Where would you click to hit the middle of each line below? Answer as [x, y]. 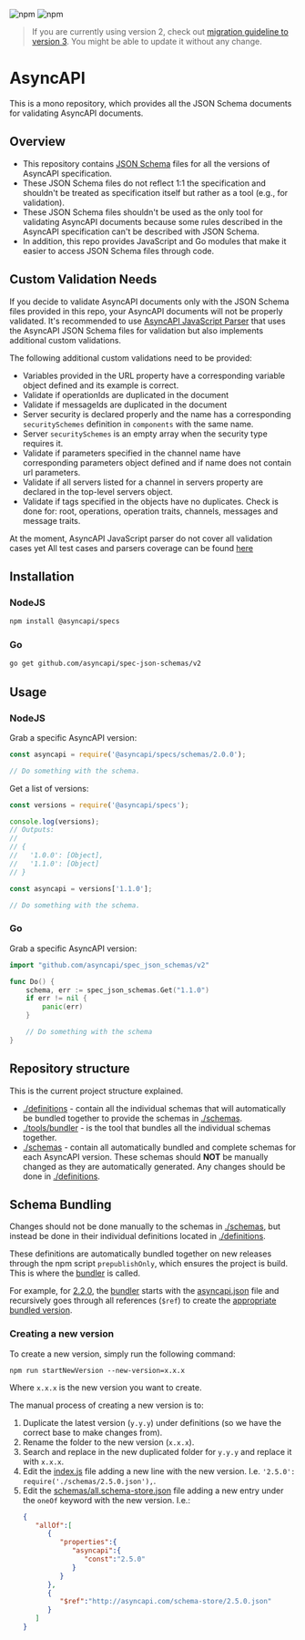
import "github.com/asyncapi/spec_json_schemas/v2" [109, 965]
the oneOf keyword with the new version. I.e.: [107, 1500]
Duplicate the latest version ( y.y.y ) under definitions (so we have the [152, 1422]
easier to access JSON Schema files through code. [118, 251]
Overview [38, 142]
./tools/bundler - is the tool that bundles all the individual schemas [147, 1127]
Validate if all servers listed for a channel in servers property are [143, 482]
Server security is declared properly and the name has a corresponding [157, 414]
